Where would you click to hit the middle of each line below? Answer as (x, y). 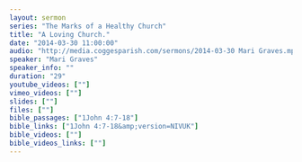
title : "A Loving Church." (60, 34)
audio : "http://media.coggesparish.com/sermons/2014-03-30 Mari (132, 51)
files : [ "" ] (31, 110)
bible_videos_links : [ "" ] (58, 143)
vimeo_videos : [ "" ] (46, 93)
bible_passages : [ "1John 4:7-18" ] (74, 118)
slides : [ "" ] (34, 101)
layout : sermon (38, 18)
